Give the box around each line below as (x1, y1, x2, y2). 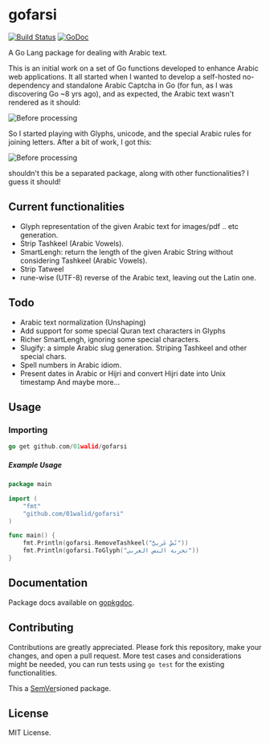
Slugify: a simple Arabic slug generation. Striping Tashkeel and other (19, 343, 247, 353)
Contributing (8, 621, 74, 635)
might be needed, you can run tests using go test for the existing (8, 659, 225, 668)
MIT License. (8, 728, 51, 738)
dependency (8, 80, 51, 90)
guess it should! (8, 177, 61, 186)
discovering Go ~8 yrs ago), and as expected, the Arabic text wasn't (8, 88, 235, 98)
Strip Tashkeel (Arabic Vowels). (19, 239, 125, 248)
